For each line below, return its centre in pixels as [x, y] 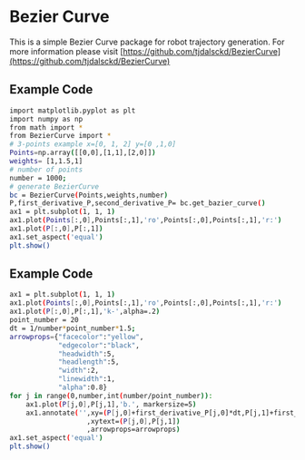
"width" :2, [79, 371]
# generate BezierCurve [54, 186]
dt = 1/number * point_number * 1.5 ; [73, 328]
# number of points [46, 170]
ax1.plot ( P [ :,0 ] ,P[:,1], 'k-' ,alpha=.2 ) [85, 312]
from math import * [46, 127]
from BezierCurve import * [60, 136]
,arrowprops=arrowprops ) [133, 430]
